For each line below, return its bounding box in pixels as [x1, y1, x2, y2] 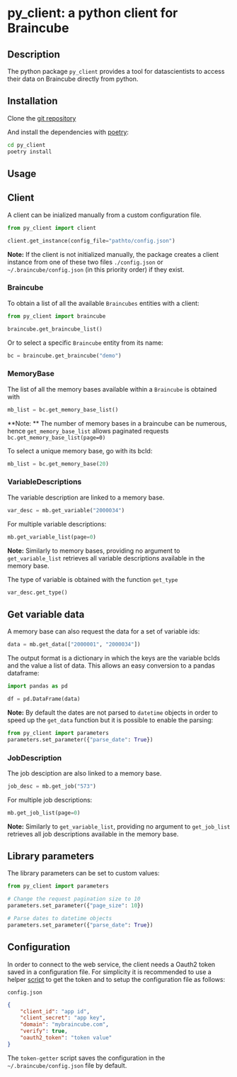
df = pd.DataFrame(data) [7, 695, 81, 702]
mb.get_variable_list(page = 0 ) [7, 534, 97, 541]
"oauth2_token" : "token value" [20, 1034, 112, 1042]
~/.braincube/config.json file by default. [7, 1061, 127, 1069]
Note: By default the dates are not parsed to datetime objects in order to [7, 708, 218, 717]
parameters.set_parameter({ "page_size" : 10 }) [7, 902, 144, 910]
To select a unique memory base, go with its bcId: [7, 446, 153, 455]
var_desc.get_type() [7, 589, 69, 596]
